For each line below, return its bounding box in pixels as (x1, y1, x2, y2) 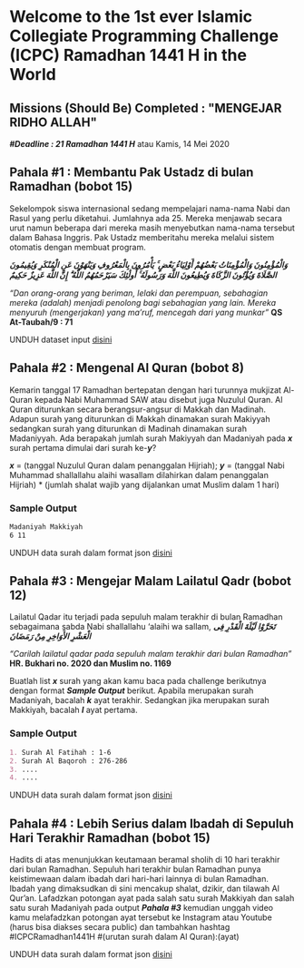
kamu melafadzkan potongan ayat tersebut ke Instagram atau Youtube (9, 912, 272, 923)
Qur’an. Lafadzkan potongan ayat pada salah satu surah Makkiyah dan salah (9, 893, 295, 904)
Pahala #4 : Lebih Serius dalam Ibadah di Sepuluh (9, 816, 294, 831)
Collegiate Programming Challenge (9, 25, 279, 46)
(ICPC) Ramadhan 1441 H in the (9, 45, 248, 65)
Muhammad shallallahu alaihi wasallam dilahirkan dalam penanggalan (9, 469, 270, 480)
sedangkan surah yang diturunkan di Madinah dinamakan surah (9, 423, 248, 434)
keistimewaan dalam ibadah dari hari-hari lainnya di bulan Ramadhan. (9, 874, 270, 885)
